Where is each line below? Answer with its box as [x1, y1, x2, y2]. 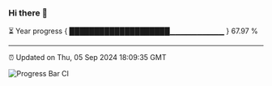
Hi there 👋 [8, 7, 49, 19]
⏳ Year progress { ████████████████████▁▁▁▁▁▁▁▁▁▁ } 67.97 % [8, 26, 259, 36]
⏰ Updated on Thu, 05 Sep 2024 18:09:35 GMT [8, 53, 167, 62]
